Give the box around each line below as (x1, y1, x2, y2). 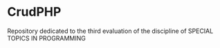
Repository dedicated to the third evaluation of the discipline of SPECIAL (7, 27, 214, 35)
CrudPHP (7, 4, 62, 20)
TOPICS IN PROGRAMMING (7, 34, 86, 42)
